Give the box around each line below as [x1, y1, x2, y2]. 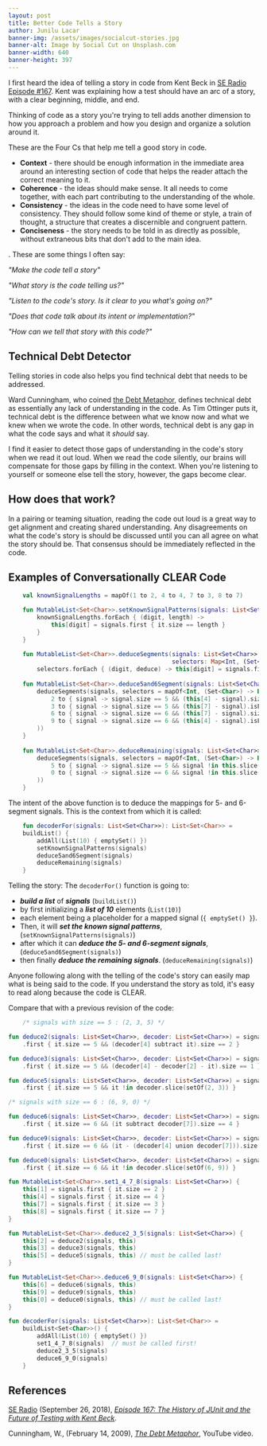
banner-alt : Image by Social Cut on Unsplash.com [8, 41, 176, 49]
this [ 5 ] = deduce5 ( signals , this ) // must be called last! [22, 1252, 222, 1260]
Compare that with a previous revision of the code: [8, 1003, 175, 1013]
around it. [8, 127, 40, 136]
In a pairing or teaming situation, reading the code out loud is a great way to [8, 514, 257, 523]
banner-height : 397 [8, 57, 73, 64]
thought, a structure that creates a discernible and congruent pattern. [19, 217, 248, 227]
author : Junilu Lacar [8, 26, 80, 34]
